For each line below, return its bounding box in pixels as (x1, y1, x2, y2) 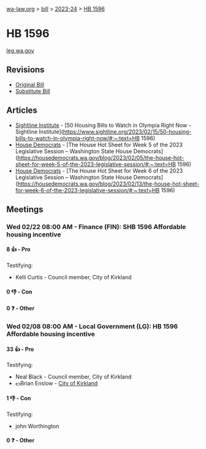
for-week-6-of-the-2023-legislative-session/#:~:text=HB (15, 186, 160, 194)
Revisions (6, 64, 45, 75)
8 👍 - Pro (6, 246, 31, 253)
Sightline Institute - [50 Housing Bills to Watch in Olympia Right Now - (15, 121, 191, 129)
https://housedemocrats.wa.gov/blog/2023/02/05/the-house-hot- (17, 154, 185, 161)
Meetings (6, 204, 44, 214)
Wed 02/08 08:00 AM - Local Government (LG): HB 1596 (6, 322, 178, 331)
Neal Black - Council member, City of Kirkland (15, 373, 132, 380)
